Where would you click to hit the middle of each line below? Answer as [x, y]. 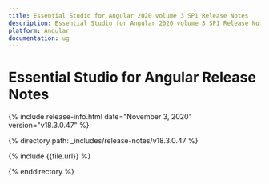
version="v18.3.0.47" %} [49, 126]
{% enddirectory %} [41, 172]
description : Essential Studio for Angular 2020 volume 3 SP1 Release [128, 23]
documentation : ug [39, 38]
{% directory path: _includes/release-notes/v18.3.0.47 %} [103, 141]
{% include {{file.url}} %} [50, 156]
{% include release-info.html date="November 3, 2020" [100, 117]
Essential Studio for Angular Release [132, 78]
